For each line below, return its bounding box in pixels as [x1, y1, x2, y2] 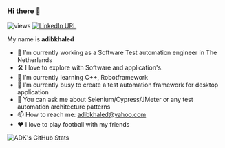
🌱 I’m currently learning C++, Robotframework [17, 74, 149, 82]
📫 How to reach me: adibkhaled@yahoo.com [17, 110, 147, 119]
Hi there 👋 [7, 6, 41, 16]
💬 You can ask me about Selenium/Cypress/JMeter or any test [17, 96, 194, 104]
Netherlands [17, 56, 53, 64]
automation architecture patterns [17, 103, 111, 111]
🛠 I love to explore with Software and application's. [17, 63, 163, 72]
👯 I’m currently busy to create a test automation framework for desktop [17, 81, 219, 89]
